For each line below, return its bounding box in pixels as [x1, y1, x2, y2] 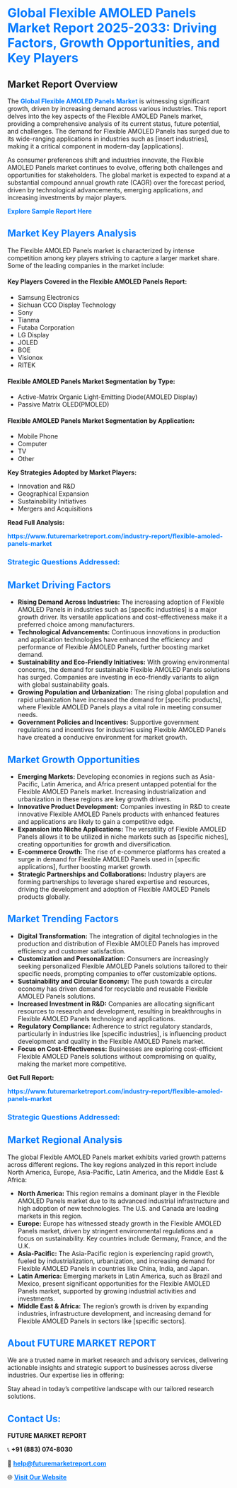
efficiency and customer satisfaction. [17, 946, 126, 955]
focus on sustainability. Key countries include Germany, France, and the [17, 1234, 228, 1243]
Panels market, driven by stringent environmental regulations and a [17, 1226, 214, 1235]
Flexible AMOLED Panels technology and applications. [17, 1014, 175, 1023]
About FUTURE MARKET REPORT [7, 1337, 157, 1349]
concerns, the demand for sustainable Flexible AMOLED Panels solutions [17, 665, 231, 674]
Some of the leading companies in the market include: [7, 261, 165, 269]
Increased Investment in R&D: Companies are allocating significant [17, 999, 215, 1008]
